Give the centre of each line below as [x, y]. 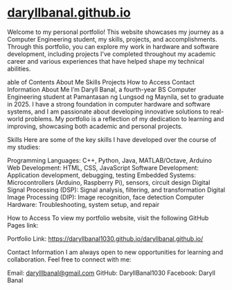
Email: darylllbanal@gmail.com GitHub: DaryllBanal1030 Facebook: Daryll [111, 273]
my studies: [24, 147]
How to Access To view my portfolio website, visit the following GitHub [108, 218]
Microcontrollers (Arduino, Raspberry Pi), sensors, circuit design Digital [109, 182]
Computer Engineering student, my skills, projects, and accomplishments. [112, 39]
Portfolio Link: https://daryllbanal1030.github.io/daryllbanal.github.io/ [105, 238]
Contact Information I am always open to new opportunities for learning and [115, 252]
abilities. [19, 69]
